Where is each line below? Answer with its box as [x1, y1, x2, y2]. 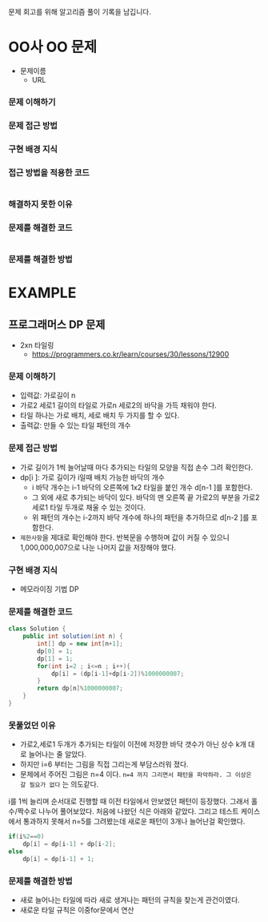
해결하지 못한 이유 [8, 199, 74, 210]
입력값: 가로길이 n [19, 391, 76, 401]
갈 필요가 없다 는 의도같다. [19, 779, 99, 789]
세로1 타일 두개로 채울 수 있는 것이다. [31, 502, 146, 512]
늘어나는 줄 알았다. [28, 750, 86, 759]
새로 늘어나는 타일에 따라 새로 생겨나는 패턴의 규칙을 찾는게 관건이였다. [19, 896, 240, 905]
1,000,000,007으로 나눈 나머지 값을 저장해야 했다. [19, 542, 177, 552]
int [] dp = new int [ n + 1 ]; [37, 640, 124, 648]
